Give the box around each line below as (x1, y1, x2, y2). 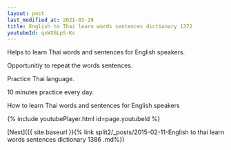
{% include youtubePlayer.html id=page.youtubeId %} (7, 115, 161, 123)
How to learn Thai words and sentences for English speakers (7, 101, 181, 110)
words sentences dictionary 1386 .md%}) (7, 136, 125, 144)
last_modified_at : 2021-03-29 (7, 17, 94, 23)
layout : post (7, 10, 45, 17)
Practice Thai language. (7, 75, 74, 83)
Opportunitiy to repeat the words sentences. (7, 61, 133, 69)
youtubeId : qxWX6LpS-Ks (7, 29, 76, 36)
